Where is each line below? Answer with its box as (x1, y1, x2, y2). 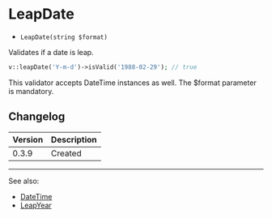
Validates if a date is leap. (8, 47, 95, 57)
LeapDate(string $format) (19, 33, 108, 41)
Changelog (8, 110, 66, 124)
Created (51, 147, 83, 159)
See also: (8, 176, 40, 186)
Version (12, 134, 44, 145)
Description (51, 134, 97, 145)
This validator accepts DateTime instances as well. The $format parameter (8, 78, 257, 88)
